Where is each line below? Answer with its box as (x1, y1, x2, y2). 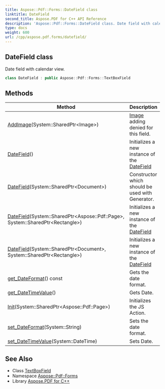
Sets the (129, 318, 149, 324)
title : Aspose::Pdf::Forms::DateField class (5, 7, 98, 12)
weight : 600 (5, 30, 29, 35)
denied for (129, 124, 153, 131)
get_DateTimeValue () (7, 289, 56, 296)
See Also (5, 355, 33, 363)
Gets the (129, 269, 149, 276)
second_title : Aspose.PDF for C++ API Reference (5, 16, 107, 21)
